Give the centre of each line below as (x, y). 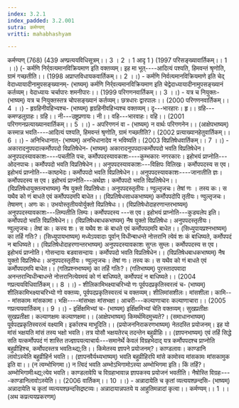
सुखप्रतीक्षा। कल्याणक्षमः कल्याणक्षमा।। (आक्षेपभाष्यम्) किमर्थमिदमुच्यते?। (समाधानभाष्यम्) (107, 317)
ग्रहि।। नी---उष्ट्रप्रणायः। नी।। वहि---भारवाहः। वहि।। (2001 (112, 116)
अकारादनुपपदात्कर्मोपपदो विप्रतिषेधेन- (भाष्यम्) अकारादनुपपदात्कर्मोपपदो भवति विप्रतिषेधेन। (106, 148)
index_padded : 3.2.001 (41, 21)
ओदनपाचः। (21, 164)
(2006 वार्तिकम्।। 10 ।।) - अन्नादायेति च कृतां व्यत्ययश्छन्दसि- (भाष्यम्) (147, 381)
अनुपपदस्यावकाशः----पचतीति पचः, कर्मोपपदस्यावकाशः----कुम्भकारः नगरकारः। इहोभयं (104, 157)
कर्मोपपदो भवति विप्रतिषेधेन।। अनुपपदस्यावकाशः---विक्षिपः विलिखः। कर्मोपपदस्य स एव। (133, 164)
